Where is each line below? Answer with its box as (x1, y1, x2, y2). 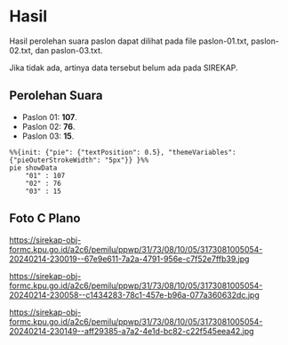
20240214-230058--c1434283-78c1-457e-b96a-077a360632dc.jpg (9, 289, 260, 300)
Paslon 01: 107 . (21, 111, 77, 122)
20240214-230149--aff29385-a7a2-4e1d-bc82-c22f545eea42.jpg (9, 325, 255, 336)
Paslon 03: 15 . (21, 131, 75, 141)
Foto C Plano (9, 211, 81, 226)
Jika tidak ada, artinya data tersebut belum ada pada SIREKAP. (9, 62, 238, 73)
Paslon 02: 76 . (21, 121, 76, 132)
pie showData (9, 163, 58, 172)
